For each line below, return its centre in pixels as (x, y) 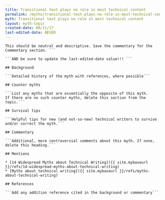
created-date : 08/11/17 (29, 28)
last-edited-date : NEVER (30, 33)
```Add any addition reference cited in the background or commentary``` (82, 193)
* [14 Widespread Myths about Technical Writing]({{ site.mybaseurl (77, 163)
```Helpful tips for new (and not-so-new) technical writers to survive (81, 119)
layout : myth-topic (25, 23)
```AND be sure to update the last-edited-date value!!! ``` (69, 59)
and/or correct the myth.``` (35, 124)
